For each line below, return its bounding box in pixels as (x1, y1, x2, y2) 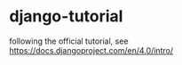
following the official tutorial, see (9, 36, 129, 46)
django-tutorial (9, 6, 123, 27)
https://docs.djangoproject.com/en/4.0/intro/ (9, 45, 174, 55)
